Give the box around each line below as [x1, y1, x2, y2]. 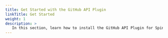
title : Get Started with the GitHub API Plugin [5, 7, 106, 12]
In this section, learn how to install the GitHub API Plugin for [11, 26, 153, 31]
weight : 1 [5, 16, 26, 21]
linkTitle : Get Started [5, 12, 55, 17]
